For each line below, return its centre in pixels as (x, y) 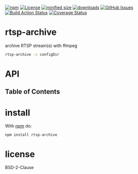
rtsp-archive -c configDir (32, 54)
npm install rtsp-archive (31, 135)
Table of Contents (33, 92)
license (20, 154)
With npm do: (19, 126)
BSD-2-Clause (19, 168)
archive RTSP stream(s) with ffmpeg (41, 46)
